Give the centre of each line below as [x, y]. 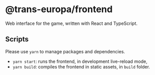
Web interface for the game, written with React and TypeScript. [71, 23]
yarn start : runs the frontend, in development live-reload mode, [80, 61]
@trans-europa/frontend [59, 9]
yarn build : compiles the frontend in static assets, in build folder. [81, 66]
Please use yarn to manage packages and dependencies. [65, 51]
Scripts [17, 39]
